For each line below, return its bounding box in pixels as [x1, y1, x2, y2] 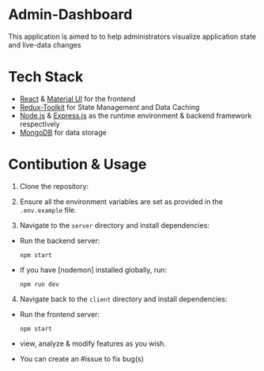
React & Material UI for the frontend [19, 93, 136, 104]
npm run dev [19, 280, 59, 288]
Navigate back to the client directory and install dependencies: [19, 294, 228, 304]
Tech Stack [8, 68, 84, 86]
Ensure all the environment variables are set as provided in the [19, 196, 224, 206]
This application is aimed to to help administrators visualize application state [8, 32, 257, 41]
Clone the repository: [19, 181, 89, 191]
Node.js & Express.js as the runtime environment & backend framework [19, 111, 252, 120]
